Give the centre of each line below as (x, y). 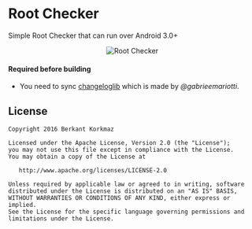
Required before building (50, 68)
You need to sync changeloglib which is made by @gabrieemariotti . (129, 87)
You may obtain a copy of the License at (77, 157)
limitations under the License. (61, 218)
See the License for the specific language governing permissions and (126, 212)
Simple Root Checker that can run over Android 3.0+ (93, 35)
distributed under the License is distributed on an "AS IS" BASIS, (123, 191)
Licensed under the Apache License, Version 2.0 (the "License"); (119, 142)
